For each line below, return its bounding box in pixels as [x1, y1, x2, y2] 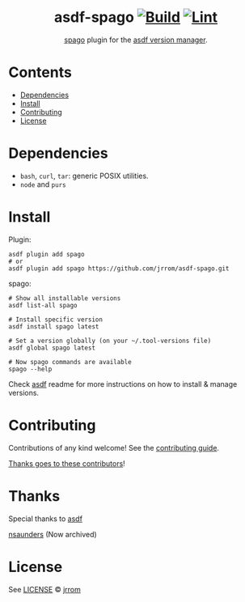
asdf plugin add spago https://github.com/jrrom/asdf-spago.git [8, 264, 230, 273]
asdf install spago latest [8, 322, 99, 331]
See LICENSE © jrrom [8, 584, 81, 594]
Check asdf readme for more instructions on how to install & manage [8, 379, 238, 388]
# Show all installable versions [8, 294, 121, 303]
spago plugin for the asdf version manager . [64, 35, 208, 45]
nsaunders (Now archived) [8, 529, 97, 539]
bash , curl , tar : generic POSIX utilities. [19, 171, 149, 180]
